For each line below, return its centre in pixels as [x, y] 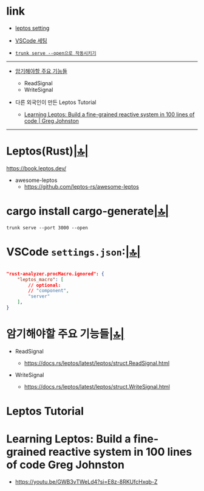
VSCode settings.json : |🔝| [73, 252]
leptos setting [32, 28]
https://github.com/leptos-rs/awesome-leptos [82, 186]
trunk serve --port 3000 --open [47, 228]
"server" [39, 296]
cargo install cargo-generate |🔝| [88, 211]
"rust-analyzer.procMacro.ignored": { [55, 274]
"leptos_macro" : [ [40, 279]
